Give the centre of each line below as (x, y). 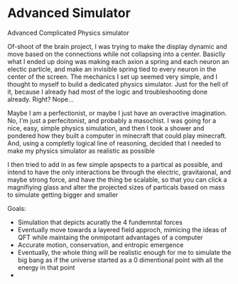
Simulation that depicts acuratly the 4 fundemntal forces (100, 222)
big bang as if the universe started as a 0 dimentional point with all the (120, 260)
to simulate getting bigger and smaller (63, 195)
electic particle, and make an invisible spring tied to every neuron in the (112, 69)
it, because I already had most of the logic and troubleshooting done (108, 92)
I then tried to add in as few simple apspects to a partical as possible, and (115, 164)
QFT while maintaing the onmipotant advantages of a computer (110, 237)
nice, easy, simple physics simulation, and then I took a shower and (106, 128)
